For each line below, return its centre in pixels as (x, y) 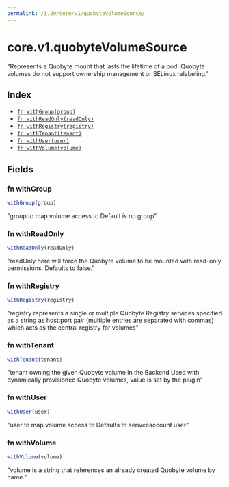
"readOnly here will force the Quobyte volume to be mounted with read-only (114, 261)
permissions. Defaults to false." (51, 268)
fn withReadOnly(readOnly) (55, 119)
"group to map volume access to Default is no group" (82, 215)
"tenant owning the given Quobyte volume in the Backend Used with (103, 373)
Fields (21, 169)
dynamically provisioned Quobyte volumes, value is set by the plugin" (105, 380)
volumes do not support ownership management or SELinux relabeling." (108, 73)
